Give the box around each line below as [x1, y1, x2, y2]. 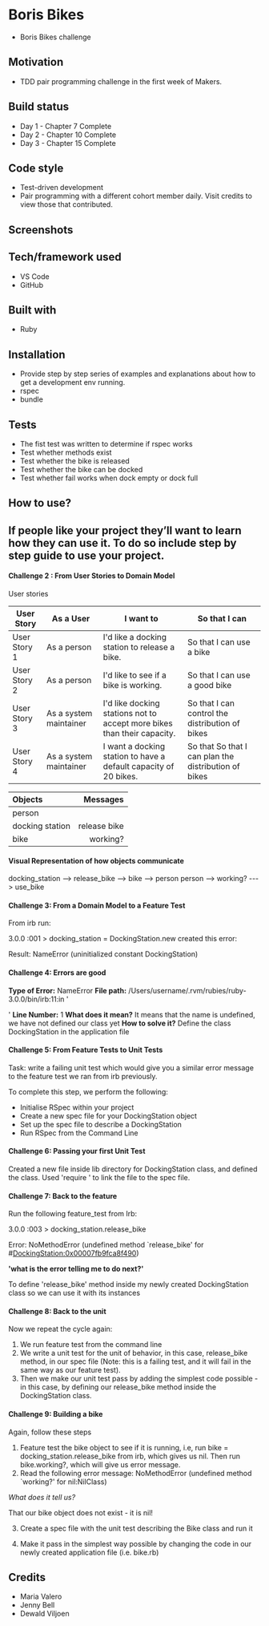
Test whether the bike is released [19, 456, 130, 466]
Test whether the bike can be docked [19, 465, 143, 475]
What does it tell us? [8, 1492, 76, 1502]
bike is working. [102, 680, 163, 690]
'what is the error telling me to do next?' [8, 1264, 144, 1274]
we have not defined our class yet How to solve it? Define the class [8, 1018, 231, 1028]
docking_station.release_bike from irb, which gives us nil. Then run [19, 1451, 241, 1461]
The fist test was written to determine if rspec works [19, 439, 194, 449]
